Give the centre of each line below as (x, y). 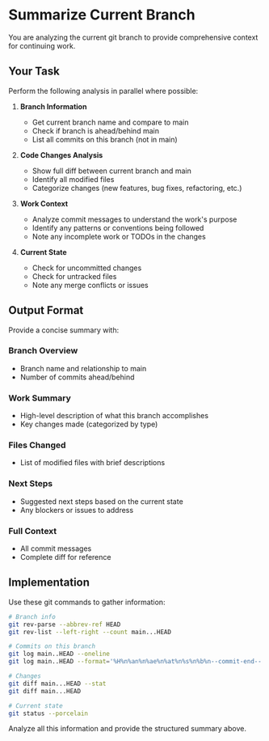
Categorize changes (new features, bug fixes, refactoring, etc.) (137, 188)
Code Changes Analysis (61, 155)
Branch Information (53, 106)
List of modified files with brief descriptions (92, 463)
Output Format (46, 310)
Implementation (49, 583)
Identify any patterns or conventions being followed (118, 227)
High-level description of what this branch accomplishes (114, 416)
